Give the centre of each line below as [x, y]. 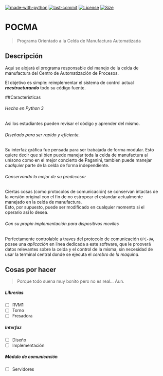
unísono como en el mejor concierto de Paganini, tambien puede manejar [79, 160]
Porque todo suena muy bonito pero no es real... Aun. [71, 281]
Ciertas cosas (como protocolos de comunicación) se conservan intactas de [81, 192]
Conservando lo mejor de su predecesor [45, 176]
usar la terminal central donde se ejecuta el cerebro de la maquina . [72, 254]
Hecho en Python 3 [24, 108]
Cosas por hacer [31, 269]
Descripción [24, 56]
